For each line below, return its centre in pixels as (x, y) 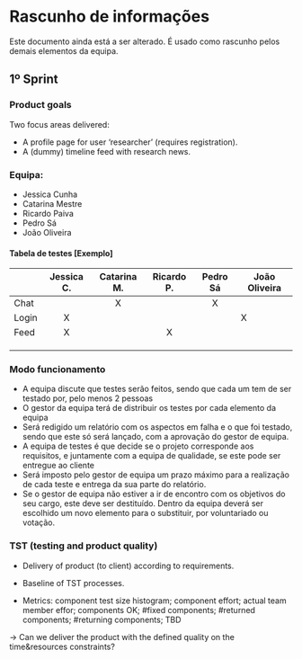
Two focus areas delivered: (59, 124)
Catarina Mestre (52, 203)
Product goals (40, 105)
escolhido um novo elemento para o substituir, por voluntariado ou (145, 513)
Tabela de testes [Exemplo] (62, 253)
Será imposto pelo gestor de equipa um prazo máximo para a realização (156, 475)
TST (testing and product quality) (84, 546)
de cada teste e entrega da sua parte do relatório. (114, 485)
